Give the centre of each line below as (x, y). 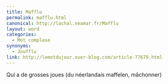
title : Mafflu (24, 12)
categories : (21, 35)
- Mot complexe (31, 40)
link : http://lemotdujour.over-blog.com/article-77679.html (85, 57)
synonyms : (19, 46)
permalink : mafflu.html (37, 18)
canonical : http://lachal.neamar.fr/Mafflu (63, 23)
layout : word (23, 29)
